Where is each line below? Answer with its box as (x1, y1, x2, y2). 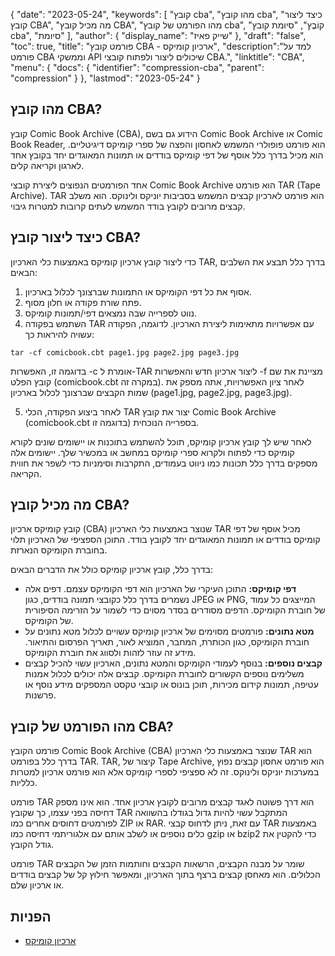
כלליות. (10, 777, 38, 789)
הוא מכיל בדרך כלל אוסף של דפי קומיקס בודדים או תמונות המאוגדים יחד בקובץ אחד (10, 149, 324, 161)
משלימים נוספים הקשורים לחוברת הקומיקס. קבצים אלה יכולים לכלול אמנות (24, 668, 305, 680)
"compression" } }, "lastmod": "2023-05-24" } (10, 72, 201, 84)
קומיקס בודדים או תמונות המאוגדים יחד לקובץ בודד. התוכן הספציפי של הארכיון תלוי (10, 534, 321, 546)
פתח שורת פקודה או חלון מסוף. (24, 296, 142, 308)
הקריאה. (10, 467, 42, 479)
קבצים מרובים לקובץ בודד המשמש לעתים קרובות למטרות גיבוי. (10, 200, 246, 212)
